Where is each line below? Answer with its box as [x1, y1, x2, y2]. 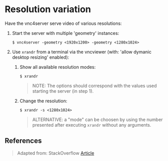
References [5, 137, 42, 145]
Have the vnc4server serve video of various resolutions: [5, 20, 122, 26]
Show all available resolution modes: [19, 64, 96, 70]
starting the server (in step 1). [32, 88, 94, 94]
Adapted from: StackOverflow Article [17, 150, 95, 156]
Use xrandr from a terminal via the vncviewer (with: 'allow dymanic [12, 49, 152, 55]
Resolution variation [5, 4, 92, 15]
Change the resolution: [19, 98, 68, 104]
